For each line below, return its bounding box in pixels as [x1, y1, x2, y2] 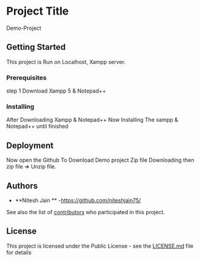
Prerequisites [6, 73, 47, 82]
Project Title [6, 4, 69, 18]
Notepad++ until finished [6, 123, 68, 130]
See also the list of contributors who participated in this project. [6, 208, 165, 215]
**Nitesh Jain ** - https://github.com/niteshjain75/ [15, 197, 141, 204]
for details [6, 248, 32, 256]
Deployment [6, 140, 54, 150]
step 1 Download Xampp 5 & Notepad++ [6, 87, 106, 95]
